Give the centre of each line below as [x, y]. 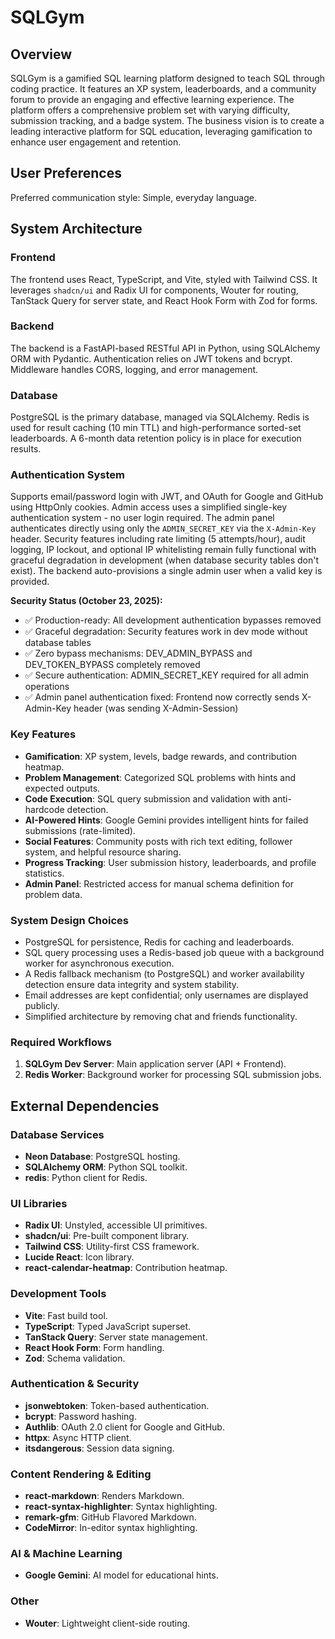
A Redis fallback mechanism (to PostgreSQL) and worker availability [164, 973]
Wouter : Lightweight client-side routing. [107, 1623]
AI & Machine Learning [66, 1554]
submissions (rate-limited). [80, 830]
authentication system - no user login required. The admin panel [142, 518]
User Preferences [66, 173]
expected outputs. [62, 788]
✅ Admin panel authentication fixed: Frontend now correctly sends [162, 697]
